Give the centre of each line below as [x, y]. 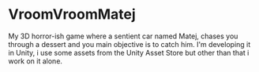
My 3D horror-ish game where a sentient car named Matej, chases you [123, 36]
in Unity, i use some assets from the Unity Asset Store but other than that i [129, 52]
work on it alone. [36, 61]
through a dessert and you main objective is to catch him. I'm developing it [129, 44]
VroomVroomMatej [72, 14]
